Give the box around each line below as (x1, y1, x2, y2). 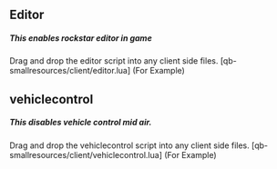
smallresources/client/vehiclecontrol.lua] (9, 149, 162, 160)
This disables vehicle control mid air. (9, 117, 152, 128)
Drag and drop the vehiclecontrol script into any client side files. (9, 140, 251, 151)
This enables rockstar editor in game (9, 32, 152, 44)
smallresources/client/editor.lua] (9, 65, 131, 76)
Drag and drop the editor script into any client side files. (9, 55, 219, 66)
